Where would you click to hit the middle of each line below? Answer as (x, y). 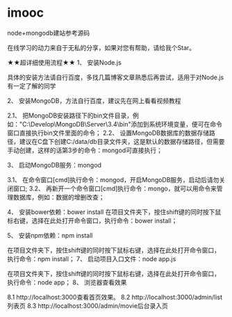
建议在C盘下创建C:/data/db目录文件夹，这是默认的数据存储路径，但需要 (122, 141)
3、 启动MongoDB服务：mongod (55, 165)
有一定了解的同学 (32, 86)
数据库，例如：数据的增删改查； (59, 197)
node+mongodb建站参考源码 (49, 33)
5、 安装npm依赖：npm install (50, 235)
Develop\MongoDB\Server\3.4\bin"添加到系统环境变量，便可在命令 (126, 124)
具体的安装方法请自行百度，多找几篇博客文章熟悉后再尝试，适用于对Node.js (116, 77)
